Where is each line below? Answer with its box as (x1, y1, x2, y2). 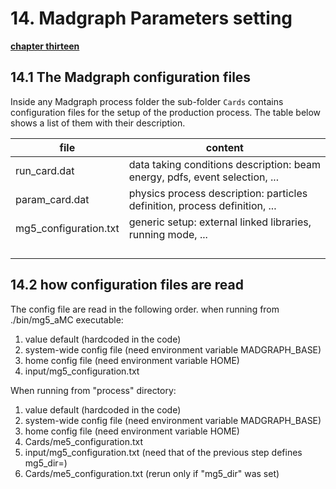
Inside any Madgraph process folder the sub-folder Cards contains (10, 95, 284, 107)
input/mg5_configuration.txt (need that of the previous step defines (24, 446, 303, 458)
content (205, 140, 244, 154)
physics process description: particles (128, 186, 308, 200)
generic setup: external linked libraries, (128, 215, 312, 229)
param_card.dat (15, 192, 90, 206)
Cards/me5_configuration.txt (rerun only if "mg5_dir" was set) (24, 467, 280, 479)
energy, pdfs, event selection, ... (128, 170, 279, 184)
